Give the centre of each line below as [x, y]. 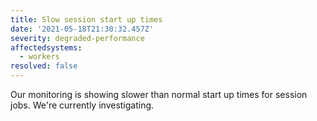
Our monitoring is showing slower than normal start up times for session [159, 94]
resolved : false [44, 66]
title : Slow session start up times [86, 19]
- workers [39, 57]
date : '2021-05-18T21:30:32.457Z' [82, 29]
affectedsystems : [46, 47]
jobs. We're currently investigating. [82, 105]
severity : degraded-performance [77, 38]
